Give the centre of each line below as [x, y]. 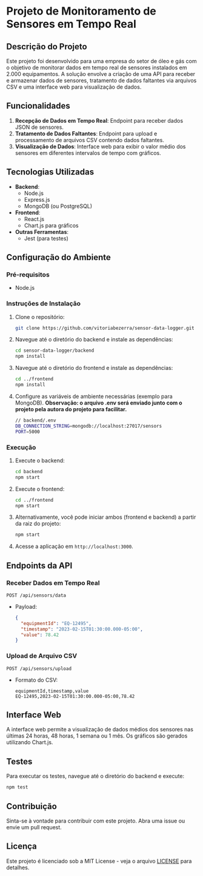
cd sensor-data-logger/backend [55, 351]
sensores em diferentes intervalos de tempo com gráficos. [88, 152]
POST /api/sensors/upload [39, 669]
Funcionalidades [38, 106]
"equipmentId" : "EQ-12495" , [56, 623]
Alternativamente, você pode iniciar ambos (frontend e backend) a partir [105, 517]
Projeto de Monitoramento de [81, 11]
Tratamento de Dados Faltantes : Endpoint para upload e [86, 133]
